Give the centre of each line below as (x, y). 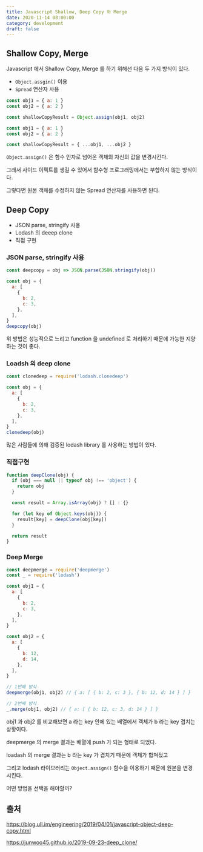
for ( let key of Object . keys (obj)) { (59, 514)
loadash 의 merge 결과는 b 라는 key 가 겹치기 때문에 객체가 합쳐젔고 (87, 754)
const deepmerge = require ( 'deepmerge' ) (58, 570)
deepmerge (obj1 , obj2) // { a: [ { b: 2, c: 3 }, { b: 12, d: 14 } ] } (98, 693)
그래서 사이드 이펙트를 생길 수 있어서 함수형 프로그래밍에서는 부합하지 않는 (94, 170)
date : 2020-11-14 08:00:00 (40, 18)
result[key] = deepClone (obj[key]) (62, 519)
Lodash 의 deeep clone (44, 233)
